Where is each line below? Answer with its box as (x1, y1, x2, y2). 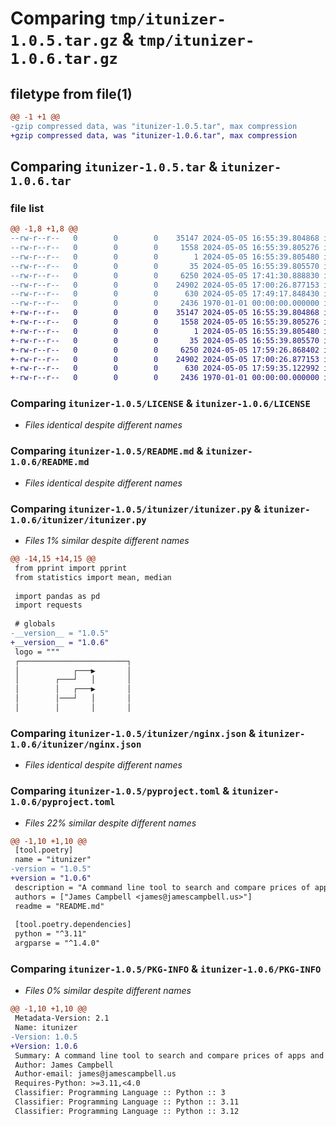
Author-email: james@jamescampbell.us (14, 1069, 177, 1079)
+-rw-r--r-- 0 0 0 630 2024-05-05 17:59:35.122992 (10, 363, 320, 374)
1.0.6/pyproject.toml (10, 797, 116, 808)
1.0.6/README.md (10, 457, 90, 468)
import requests (14, 600, 83, 611)
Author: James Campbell (14, 1060, 114, 1070)
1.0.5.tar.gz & (10, 28, 135, 51)
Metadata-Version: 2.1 (14, 1013, 110, 1024)
